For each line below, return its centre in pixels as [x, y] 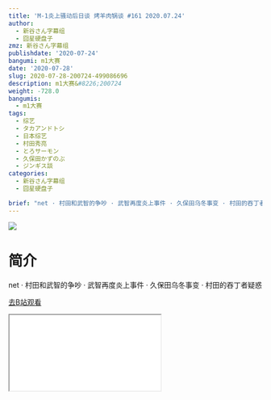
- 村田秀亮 [31, 143]
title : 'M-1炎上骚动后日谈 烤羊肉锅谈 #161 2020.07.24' [97, 16]
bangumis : [25, 99]
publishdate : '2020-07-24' [54, 53]
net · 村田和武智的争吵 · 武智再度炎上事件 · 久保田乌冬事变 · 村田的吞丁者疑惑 [135, 284]
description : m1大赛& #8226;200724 [65, 83]
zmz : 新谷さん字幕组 [39, 46]
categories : [28, 174]
